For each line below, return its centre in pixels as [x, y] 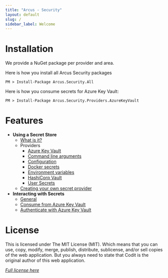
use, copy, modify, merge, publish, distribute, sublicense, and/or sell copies [84, 250]
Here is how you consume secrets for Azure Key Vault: [62, 91]
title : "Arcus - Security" [34, 10]
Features [24, 121]
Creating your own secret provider [56, 189]
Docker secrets [44, 167]
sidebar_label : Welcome [30, 24]
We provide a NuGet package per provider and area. [60, 63]
